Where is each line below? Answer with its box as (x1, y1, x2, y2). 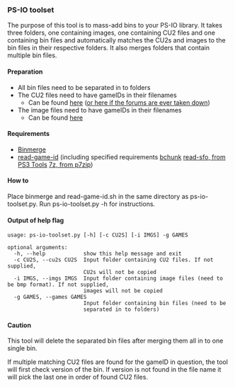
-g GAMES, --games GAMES (13, 294, 87, 301)
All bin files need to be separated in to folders (17, 83, 151, 91)
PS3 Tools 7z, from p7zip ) (17, 160, 93, 169)
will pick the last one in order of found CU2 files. (7, 373, 149, 382)
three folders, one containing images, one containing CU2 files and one (7, 28, 216, 37)
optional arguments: (7, 244, 69, 251)
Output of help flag (7, 216, 64, 224)
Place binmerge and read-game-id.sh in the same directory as (7, 192, 189, 200)
